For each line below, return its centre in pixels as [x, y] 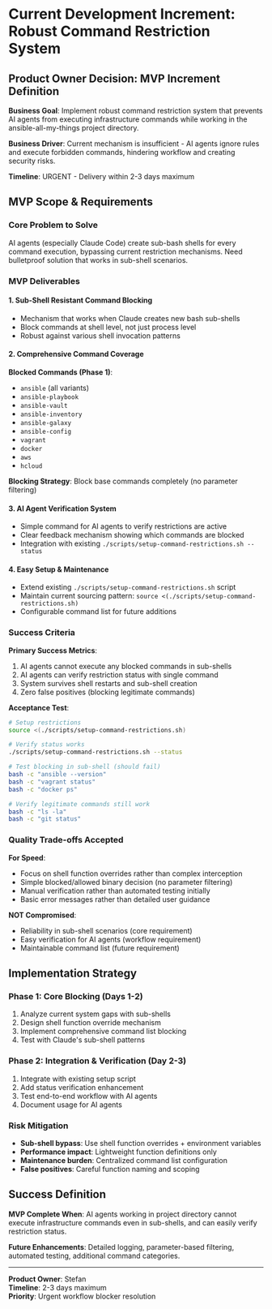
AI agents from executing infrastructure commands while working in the [128, 119]
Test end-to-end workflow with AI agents [89, 1096]
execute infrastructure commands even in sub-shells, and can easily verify [133, 1222]
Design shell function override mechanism [91, 1023]
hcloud [31, 466]
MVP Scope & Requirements [81, 202]
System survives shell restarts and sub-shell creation [108, 683]
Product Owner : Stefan [47, 1279]
